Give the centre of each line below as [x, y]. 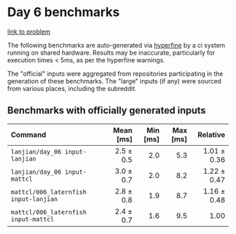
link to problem [29, 32]
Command [29, 135]
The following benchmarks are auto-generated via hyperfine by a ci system [116, 45]
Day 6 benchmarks [64, 12]
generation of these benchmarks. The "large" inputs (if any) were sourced [114, 81]
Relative [211, 135]
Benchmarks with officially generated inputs [106, 110]
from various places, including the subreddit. [72, 88]
